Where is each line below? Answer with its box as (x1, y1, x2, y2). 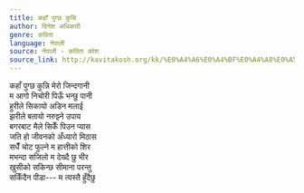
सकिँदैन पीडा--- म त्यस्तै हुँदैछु (9, 172, 96, 182)
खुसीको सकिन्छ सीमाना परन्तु (9, 162, 92, 172)
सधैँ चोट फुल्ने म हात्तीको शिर (9, 141, 90, 152)
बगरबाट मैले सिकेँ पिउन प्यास (9, 121, 91, 131)
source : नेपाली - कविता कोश (9, 47, 100, 56)
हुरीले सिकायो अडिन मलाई (9, 101, 83, 111)
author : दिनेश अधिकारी (9, 22, 81, 31)
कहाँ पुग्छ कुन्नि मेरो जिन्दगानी (9, 81, 90, 91)
